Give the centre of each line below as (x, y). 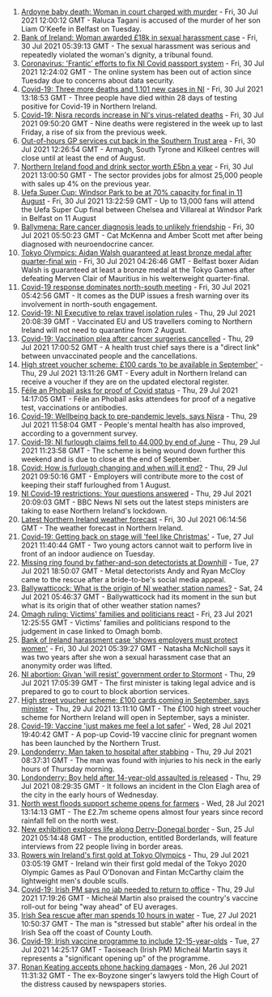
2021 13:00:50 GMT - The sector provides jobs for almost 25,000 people (142, 175)
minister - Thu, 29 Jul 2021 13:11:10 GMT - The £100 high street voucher (141, 709)
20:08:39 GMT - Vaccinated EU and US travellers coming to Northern (137, 322)
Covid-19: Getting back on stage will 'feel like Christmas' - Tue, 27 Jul (137, 537)
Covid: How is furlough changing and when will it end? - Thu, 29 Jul (134, 468)
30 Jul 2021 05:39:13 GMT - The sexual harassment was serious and (136, 46)
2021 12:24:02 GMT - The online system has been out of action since (136, 72)
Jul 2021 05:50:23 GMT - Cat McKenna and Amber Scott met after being (142, 235)
